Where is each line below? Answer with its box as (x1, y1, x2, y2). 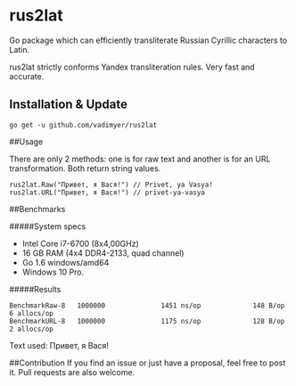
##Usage (9, 136, 44, 147)
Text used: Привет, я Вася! (9, 340, 110, 350)
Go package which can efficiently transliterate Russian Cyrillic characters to (9, 35, 288, 45)
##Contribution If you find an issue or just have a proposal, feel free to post (9, 357, 286, 368)
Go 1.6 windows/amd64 (21, 257, 110, 267)
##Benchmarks (9, 203, 66, 214)
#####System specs (9, 220, 86, 232)
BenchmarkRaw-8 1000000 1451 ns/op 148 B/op (9, 300, 285, 310)
